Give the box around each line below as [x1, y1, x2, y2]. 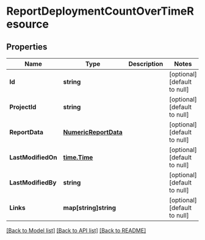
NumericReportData [63, 128, 123, 136]
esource [6, 17, 49, 31]
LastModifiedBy [9, 178, 57, 187]
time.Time [63, 153, 93, 161]
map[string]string [63, 203, 117, 212]
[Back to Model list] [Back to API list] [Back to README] [6, 227, 146, 234]
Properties [6, 42, 48, 52]
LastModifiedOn [9, 153, 58, 161]
